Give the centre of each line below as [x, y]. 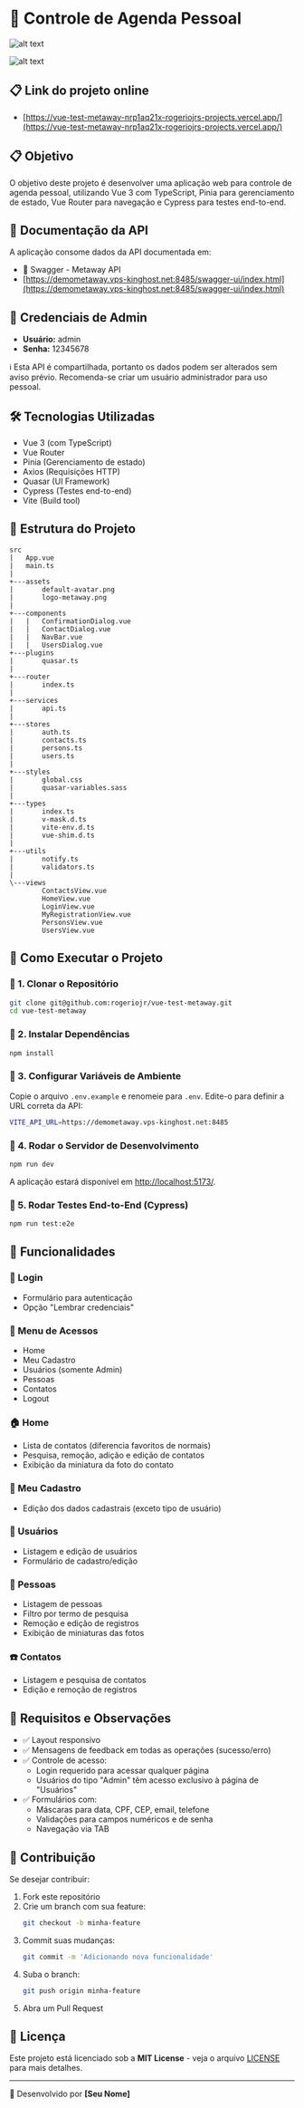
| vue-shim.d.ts [52, 835]
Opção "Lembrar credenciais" [78, 1307]
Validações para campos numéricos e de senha [124, 1819]
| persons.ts [46, 748]
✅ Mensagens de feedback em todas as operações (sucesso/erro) [147, 1750]
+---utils [28, 851]
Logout [36, 1398]
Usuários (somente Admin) [72, 1369]
